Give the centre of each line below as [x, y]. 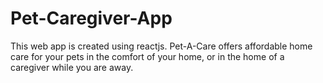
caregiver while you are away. [72, 67]
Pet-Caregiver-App [91, 18]
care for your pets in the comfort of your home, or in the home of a [147, 56]
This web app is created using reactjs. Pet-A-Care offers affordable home [161, 46]
